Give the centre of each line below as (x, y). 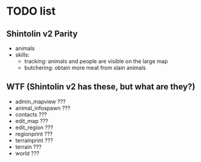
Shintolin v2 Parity (42, 34)
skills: (22, 55)
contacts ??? (31, 114)
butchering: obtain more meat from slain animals (85, 68)
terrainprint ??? (34, 140)
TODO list (31, 11)
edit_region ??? (34, 127)
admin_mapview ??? (40, 101)
